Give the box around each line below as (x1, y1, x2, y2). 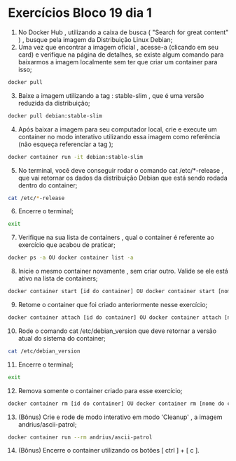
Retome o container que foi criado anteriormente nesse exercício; (18, 301, 208, 309)
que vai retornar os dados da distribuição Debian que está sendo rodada (18, 173, 228, 182)
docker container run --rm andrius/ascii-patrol (8, 434, 153, 441)
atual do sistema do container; (18, 334, 106, 342)
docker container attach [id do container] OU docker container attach (8, 314, 221, 321)
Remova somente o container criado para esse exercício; (18, 386, 183, 395)
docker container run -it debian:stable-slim (8, 153, 143, 160)
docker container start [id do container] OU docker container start (8, 288, 216, 295)
